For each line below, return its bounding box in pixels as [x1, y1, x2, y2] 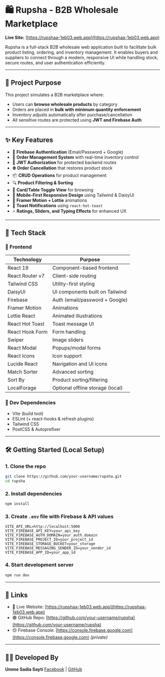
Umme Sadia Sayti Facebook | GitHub [5, 666, 82, 673]
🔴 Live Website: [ [12, 604, 47, 610]
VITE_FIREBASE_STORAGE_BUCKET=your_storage [5, 542, 96, 547]
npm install [5, 501, 29, 507]
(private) [90, 634, 108, 641]
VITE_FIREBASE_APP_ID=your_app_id [5, 550, 76, 555]
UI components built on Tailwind [52, 289, 127, 295]
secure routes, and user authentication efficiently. [5, 60, 106, 65]
